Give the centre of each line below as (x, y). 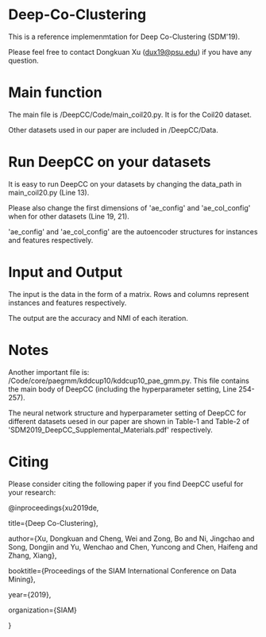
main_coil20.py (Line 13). (49, 192)
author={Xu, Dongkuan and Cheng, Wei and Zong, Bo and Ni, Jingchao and (131, 539)
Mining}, (22, 579)
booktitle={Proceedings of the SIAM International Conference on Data (122, 570)
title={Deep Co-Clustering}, (53, 523)
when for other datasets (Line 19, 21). (69, 216)
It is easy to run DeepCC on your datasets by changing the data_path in (125, 183)
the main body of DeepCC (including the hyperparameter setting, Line (122, 389)
